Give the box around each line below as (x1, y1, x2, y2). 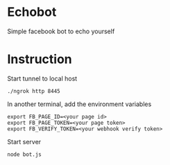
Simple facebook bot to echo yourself (7, 27, 115, 35)
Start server (7, 137, 42, 146)
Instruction (7, 51, 72, 67)
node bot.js (7, 150, 42, 158)
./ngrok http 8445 (7, 87, 60, 94)
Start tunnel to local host (7, 74, 78, 82)
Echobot (7, 4, 57, 20)
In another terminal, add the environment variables (7, 100, 152, 108)
